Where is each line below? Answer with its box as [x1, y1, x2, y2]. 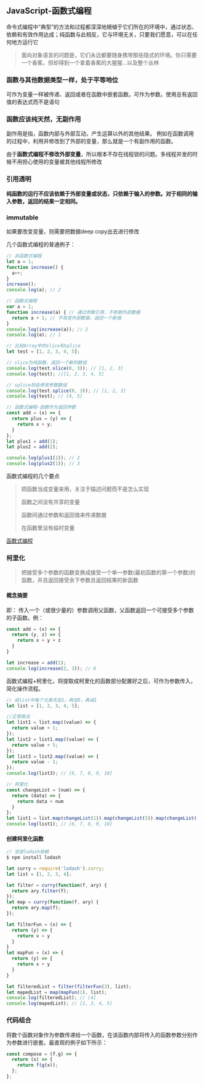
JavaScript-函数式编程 [6, 5, 92, 16]
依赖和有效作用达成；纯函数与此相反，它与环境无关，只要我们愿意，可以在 [6, 30, 192, 38]
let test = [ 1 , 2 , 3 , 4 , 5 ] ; [6, 349, 80, 355]
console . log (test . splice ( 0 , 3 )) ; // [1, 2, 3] [6, 388, 126, 394]
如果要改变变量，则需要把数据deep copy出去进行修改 [6, 228, 140, 235]
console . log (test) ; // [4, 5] [6, 393, 83, 399]
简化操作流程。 [6, 685, 44, 692]
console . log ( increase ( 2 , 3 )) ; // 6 [6, 665, 97, 672]
